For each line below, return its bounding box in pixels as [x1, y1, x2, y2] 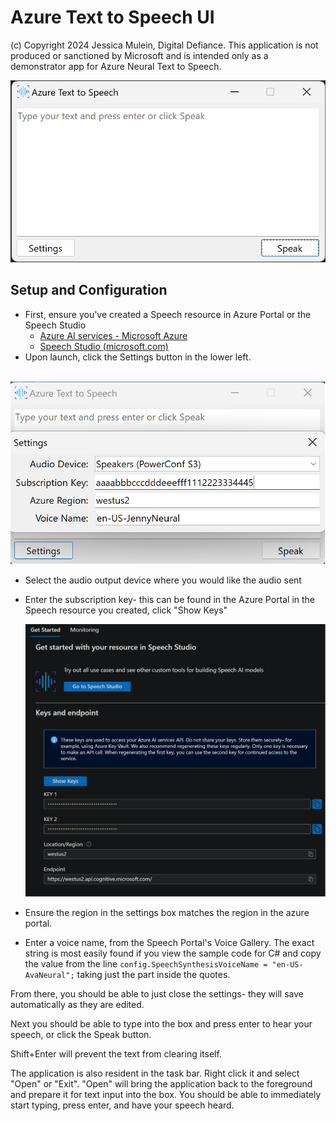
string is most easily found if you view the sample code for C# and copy [24, 947, 322, 959]
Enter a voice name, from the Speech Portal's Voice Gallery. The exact [24, 936, 315, 948]
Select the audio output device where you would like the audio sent [24, 574, 302, 586]
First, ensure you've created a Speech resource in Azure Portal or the [24, 308, 312, 320]
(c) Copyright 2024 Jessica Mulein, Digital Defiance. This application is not [10, 39, 319, 51]
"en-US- [271, 959, 304, 970]
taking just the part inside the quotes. [76, 968, 231, 980]
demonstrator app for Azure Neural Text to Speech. [10, 60, 222, 72]
